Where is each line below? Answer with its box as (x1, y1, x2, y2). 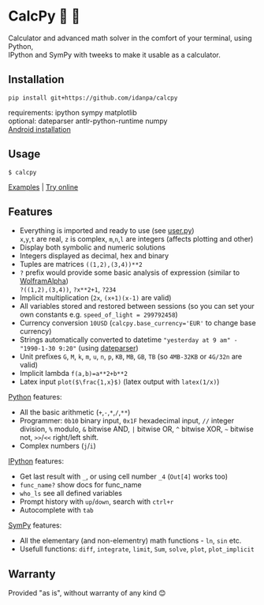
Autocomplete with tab (19, 505, 95, 515)
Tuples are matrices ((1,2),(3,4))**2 (19, 260, 143, 269)
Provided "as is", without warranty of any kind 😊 (8, 588, 166, 598)
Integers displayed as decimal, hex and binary (19, 251, 169, 261)
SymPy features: (8, 520, 62, 530)
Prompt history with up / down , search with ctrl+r (19, 497, 174, 506)
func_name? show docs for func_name (19, 480, 142, 490)
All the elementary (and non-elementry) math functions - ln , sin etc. (19, 536, 242, 546)
